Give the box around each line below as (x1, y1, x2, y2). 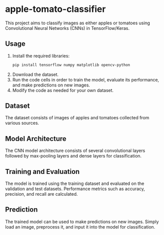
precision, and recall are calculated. (5, 191, 78, 197)
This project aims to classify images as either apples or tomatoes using (5, 20, 150, 26)
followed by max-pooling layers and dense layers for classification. (5, 153, 142, 159)
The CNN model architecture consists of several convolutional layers (5, 148, 145, 154)
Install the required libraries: (12, 53, 70, 59)
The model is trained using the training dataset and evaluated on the (5, 180, 145, 187)
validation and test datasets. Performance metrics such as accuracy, (5, 186, 145, 192)
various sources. (5, 120, 40, 126)
